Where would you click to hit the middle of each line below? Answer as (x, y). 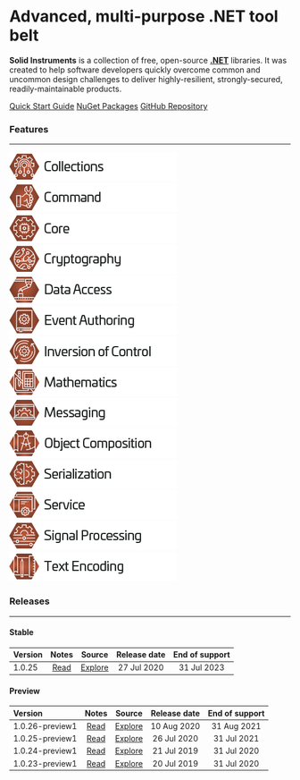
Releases (30, 601)
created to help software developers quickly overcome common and (135, 70)
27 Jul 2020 (141, 667)
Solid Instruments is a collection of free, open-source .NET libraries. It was (148, 60)
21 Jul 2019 (175, 751)
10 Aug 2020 (175, 725)
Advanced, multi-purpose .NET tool (144, 17)
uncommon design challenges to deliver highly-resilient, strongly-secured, (146, 79)
